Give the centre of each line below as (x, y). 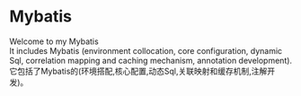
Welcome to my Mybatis (54, 41)
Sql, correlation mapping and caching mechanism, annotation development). (151, 60)
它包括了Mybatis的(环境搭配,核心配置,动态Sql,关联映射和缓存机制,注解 (138, 71)
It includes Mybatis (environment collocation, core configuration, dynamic (146, 50)
